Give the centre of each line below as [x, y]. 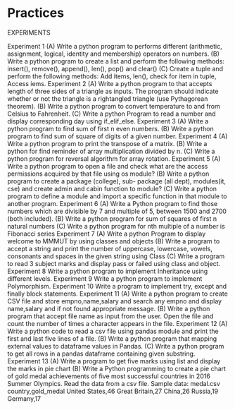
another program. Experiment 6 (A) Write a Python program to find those [113, 203]
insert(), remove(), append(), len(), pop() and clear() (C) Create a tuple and [115, 68]
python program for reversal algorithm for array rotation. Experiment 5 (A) [114, 158]
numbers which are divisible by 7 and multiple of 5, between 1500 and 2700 [117, 211]
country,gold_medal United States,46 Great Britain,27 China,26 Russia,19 [113, 391]
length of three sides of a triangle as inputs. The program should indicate [113, 91]
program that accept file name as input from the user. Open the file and [110, 316]
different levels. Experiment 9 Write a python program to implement [105, 278]
